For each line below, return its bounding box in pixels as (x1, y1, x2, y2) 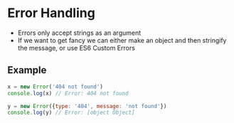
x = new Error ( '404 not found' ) (7, 83, 103, 90)
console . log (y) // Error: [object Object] (7, 109, 135, 117)
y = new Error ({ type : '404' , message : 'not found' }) (7, 102, 167, 109)
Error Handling (7, 5, 96, 21)
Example (7, 64, 47, 76)
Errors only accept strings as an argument (17, 28, 142, 37)
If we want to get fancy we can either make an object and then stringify (17, 36, 227, 44)
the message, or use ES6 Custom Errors (17, 43, 135, 52)
